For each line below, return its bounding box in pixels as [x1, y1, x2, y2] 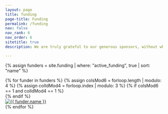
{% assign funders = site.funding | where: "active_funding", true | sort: [5, 62, 150, 68]
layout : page [5, 7, 32, 12]
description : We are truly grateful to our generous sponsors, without [5, 44, 157, 49]
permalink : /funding [5, 21, 48, 26]
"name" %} [5, 68, 28, 74]
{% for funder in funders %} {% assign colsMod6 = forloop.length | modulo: [5, 77, 161, 83]
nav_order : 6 [5, 35, 32, 40]
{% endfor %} [5, 104, 34, 110]
